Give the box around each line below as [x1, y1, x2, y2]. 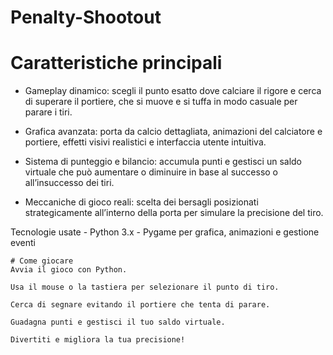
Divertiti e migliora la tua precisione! [10, 335, 186, 345]
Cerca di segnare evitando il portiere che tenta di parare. [10, 300, 271, 310]
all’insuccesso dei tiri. [24, 177, 115, 189]
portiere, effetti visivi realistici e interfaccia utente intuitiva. [24, 136, 267, 148]
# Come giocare [10, 256, 74, 266]
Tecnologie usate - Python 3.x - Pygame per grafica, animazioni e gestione [10, 226, 320, 238]
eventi [10, 237, 36, 249]
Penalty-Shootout [10, 6, 162, 29]
